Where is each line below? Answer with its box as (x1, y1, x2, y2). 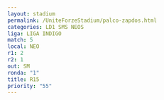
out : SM (7, 63, 31, 70)
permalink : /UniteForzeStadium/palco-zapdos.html (7, 17, 158, 24)
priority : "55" (7, 82, 53, 89)
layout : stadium (7, 10, 55, 18)
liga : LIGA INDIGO (7, 30, 62, 37)
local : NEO (7, 43, 40, 50)
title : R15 (7, 75, 40, 83)
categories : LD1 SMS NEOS (7, 23, 84, 30)
